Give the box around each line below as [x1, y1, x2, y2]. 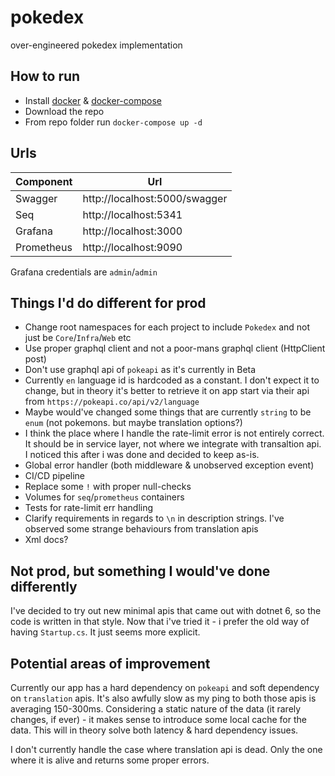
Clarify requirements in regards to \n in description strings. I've [24, 512, 285, 525]
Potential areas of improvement [10, 655, 211, 672]
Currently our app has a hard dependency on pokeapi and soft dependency [10, 682, 320, 693]
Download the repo [24, 105, 105, 117]
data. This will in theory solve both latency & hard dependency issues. [10, 724, 299, 736]
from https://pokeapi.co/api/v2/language [24, 396, 200, 408]
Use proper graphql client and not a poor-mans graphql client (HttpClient [24, 342, 326, 355]
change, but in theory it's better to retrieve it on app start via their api [24, 385, 310, 397]
